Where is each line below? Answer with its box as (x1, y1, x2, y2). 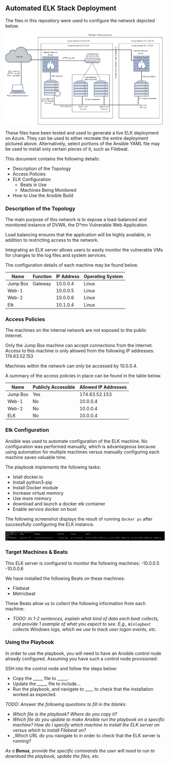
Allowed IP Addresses (79, 384, 127, 390)
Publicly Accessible (32, 384, 75, 390)
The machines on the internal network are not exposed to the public (5, 327, 147, 333)
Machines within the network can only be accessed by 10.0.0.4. (5, 363, 138, 369)
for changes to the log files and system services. (5, 252, 107, 259)
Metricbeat (12, 590, 36, 597)
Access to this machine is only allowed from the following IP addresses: (5, 348, 155, 354)
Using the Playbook (5, 639, 54, 646)
